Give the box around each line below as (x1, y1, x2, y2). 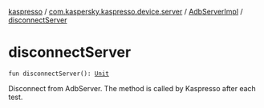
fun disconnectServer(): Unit (8, 70, 110, 78)
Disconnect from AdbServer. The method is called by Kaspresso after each (8, 83, 257, 93)
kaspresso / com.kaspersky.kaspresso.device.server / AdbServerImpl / (8, 7, 243, 16)
